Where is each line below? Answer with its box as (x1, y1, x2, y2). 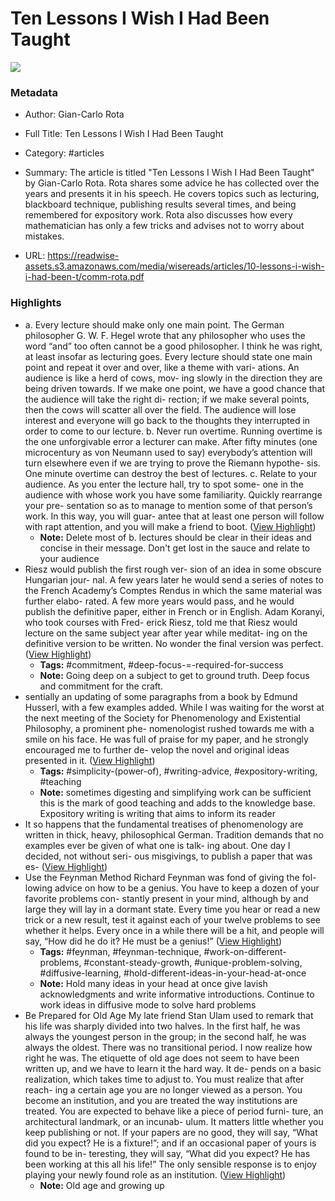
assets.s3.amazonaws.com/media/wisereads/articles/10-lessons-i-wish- (24, 260, 325, 272)
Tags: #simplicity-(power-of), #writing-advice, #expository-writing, (39, 765, 318, 777)
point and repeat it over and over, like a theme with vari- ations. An (24, 361, 300, 373)
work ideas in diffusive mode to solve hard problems (39, 998, 257, 1011)
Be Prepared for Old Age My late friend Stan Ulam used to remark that (24, 1009, 314, 1021)
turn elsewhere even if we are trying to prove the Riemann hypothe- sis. (24, 457, 321, 469)
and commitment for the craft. (39, 680, 164, 692)
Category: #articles (24, 147, 105, 159)
